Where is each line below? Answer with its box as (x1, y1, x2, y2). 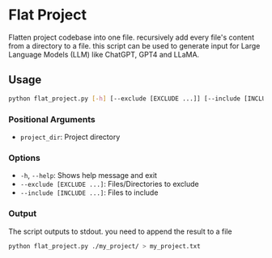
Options (8, 152, 40, 163)
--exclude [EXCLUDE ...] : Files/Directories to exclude (19, 180, 200, 189)
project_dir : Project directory (19, 132, 121, 142)
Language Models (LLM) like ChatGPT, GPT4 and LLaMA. (8, 49, 200, 59)
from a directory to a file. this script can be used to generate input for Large (8, 40, 261, 50)
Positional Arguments (8, 113, 96, 125)
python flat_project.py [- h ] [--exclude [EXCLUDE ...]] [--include (8, 95, 241, 103)
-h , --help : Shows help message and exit (19, 171, 158, 180)
